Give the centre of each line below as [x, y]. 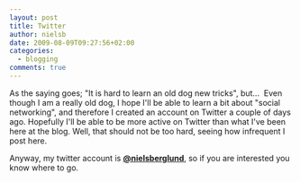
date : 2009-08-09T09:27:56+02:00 [72, 43]
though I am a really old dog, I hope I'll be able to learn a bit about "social [145, 102]
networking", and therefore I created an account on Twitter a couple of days [150, 112]
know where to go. [44, 168]
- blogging [38, 59]
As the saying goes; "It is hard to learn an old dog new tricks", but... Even [146, 93]
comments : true [38, 68]
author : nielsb [38, 34]
